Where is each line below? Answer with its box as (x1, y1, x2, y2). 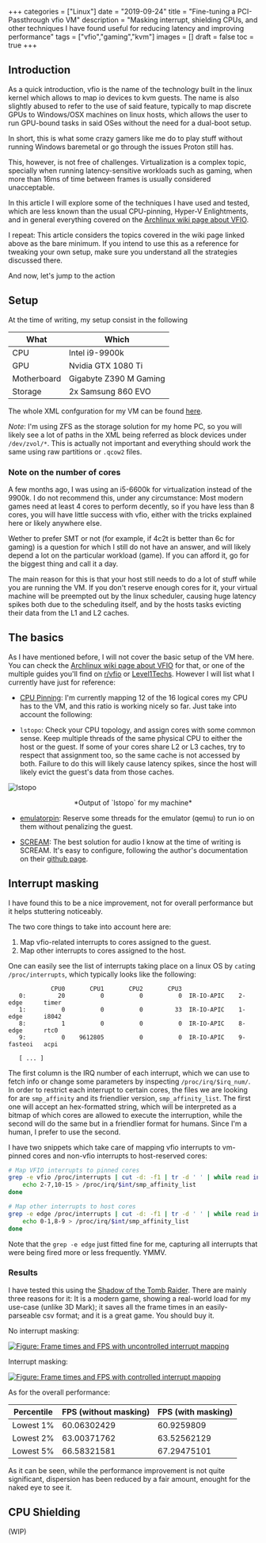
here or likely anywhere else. (8, 518, 102, 528)
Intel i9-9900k (68, 347, 124, 358)
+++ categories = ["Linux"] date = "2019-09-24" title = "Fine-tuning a (8, 7, 236, 16)
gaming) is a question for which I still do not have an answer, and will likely (8, 542, 251, 551)
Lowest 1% (12, 1419, 55, 1430)
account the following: (19, 709, 93, 719)
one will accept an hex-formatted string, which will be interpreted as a (8, 1102, 237, 1111)
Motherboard (12, 373, 62, 384)
